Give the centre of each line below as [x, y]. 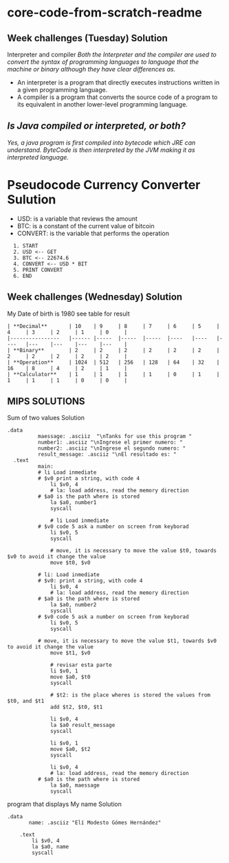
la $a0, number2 [74, 605]
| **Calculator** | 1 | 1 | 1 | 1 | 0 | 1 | [113, 374]
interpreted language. [38, 157]
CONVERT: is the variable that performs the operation [93, 233]
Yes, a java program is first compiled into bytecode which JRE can [101, 142]
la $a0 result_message [83, 725]
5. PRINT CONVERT [38, 270]
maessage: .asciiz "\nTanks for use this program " [115, 437]
